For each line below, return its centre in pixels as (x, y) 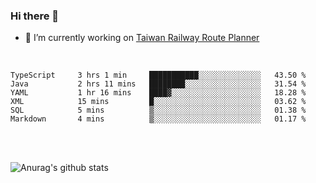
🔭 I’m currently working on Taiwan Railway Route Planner (142, 38)
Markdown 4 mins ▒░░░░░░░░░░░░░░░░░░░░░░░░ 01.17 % (158, 119)
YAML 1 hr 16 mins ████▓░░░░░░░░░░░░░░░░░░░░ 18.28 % (158, 93)
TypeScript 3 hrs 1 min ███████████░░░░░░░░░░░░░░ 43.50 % (158, 75)
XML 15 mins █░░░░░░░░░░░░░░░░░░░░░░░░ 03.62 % (158, 102)
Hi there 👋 (35, 16)
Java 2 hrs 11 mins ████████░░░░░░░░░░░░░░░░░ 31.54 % (158, 84)
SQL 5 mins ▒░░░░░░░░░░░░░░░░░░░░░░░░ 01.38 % (158, 110)
